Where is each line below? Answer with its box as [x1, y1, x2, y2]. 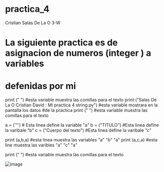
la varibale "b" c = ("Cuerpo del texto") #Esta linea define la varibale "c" [5, 127, 152, 134]
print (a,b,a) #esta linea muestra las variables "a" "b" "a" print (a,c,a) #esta [5, 137, 158, 143]
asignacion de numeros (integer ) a [5, 48, 152, 59]
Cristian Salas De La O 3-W [5, 20, 61, 26]
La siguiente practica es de [5, 37, 118, 48]
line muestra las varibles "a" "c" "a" [5, 142, 78, 148]
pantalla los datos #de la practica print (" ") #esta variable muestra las [5, 107, 148, 113]
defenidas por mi [5, 80, 76, 92]
